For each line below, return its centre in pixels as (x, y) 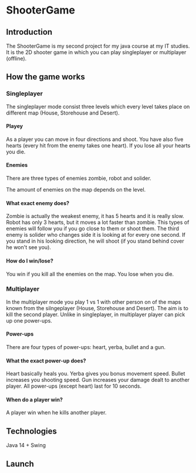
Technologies (32, 431)
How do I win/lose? (30, 261)
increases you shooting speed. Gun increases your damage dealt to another (98, 380)
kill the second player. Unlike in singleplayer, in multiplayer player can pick (96, 314)
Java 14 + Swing (26, 445)
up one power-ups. (29, 320)
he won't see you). (29, 247)
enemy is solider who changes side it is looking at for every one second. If (96, 235)
